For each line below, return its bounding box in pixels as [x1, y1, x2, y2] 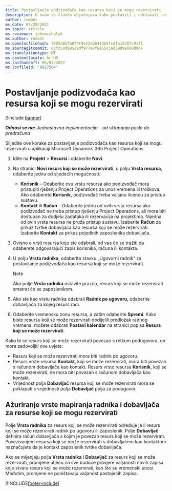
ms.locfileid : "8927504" [5, 65, 58, 70]
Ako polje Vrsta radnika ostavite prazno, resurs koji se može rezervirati [12, 281, 163, 287]
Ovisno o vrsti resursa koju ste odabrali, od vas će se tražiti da [12, 240, 144, 246]
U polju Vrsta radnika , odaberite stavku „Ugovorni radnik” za [12, 255, 142, 262]
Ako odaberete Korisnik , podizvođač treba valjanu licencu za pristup [20, 192, 165, 198]
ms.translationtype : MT [5, 50, 56, 55]
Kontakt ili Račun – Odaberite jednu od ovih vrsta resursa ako [20, 203, 151, 209]
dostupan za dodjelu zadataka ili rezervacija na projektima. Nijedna [20, 213, 162, 220]
